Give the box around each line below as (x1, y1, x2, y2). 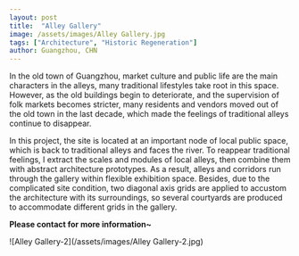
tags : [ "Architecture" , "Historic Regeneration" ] (9, 37, 198, 47)
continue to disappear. (9, 118, 92, 129)
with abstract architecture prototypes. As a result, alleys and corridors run (9, 164, 281, 175)
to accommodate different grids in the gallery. (9, 202, 178, 212)
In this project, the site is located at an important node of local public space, (9, 136, 288, 146)
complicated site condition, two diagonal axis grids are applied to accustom (9, 183, 287, 194)
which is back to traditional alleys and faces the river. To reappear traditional (9, 145, 290, 156)
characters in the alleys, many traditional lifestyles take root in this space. (9, 80, 279, 91)
